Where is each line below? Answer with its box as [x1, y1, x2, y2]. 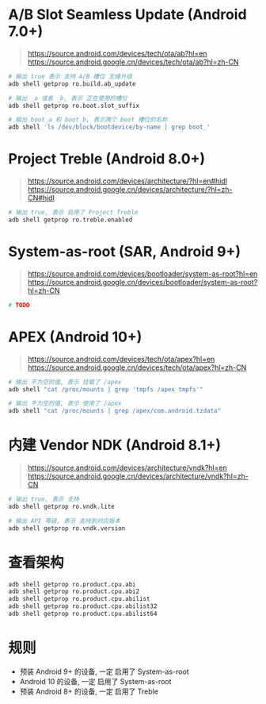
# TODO [8, 301, 30, 309]
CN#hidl [27, 193, 55, 203]
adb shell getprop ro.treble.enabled [8, 216, 133, 224]
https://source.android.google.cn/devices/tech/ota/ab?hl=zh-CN [27, 57, 239, 67]
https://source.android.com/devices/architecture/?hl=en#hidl [27, 176, 228, 186]
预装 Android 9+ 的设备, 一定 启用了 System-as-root [19, 667, 189, 676]
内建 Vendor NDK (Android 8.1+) [8, 437, 222, 454]
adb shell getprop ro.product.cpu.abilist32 [8, 602, 158, 610]
